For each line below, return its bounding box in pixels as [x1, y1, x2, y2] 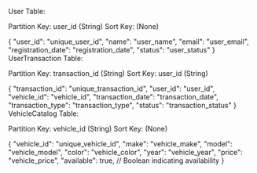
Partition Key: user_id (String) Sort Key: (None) [8, 22, 160, 31]
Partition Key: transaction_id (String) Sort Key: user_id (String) [8, 69, 208, 77]
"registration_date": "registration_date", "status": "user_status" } [8, 45, 215, 54]
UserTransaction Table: [8, 54, 83, 63]
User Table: [8, 7, 46, 16]
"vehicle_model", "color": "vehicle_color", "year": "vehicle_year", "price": [8, 148, 243, 157]
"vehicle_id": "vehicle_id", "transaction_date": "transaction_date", [8, 92, 218, 101]
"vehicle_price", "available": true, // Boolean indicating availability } [8, 156, 225, 165]
